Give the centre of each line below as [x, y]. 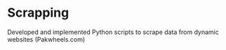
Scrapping [38, 13]
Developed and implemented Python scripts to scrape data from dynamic [113, 32]
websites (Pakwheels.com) [46, 39]
